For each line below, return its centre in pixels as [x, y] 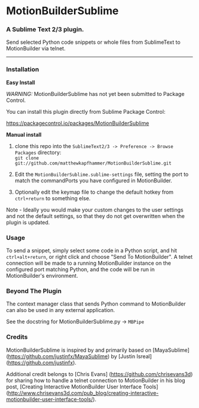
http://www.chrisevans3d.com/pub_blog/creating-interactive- [83, 393]
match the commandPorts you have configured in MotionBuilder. [93, 180]
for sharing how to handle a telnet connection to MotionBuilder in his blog [96, 380]
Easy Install [21, 82]
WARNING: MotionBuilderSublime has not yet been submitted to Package [95, 94]
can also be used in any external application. [61, 310]
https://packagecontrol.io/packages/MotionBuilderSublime [78, 123]
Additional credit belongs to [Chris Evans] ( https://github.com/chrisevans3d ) [99, 374]
